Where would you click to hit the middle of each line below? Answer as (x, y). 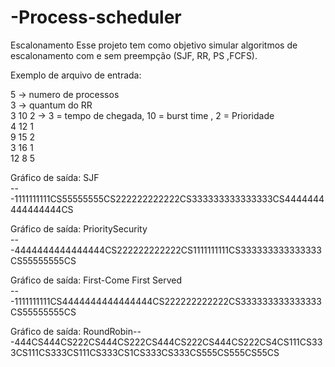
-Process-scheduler (96, 17)
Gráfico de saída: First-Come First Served (96, 280)
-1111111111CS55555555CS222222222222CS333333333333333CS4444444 (167, 198)
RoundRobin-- (112, 331)
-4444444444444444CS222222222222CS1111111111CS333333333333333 (166, 250)
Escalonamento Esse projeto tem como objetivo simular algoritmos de (154, 45)
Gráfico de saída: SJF (55, 177)
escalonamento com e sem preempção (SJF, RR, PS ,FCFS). (134, 55)
